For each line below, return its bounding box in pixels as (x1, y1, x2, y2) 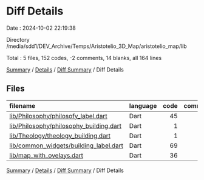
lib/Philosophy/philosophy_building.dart (9, 121, 122, 130)
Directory (6, 36, 30, 43)
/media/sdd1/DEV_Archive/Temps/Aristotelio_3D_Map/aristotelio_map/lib (6, 42, 187, 50)
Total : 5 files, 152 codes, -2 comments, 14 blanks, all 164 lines (6, 54, 162, 61)
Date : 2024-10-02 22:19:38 (6, 24, 76, 32)
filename (9, 101, 36, 110)
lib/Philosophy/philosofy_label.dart (9, 112, 107, 120)
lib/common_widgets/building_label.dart (9, 141, 123, 150)
